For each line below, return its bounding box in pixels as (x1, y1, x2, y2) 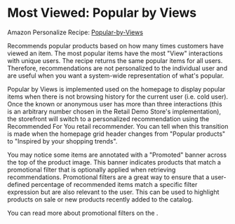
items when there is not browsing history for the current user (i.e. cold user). (7, 92, 229, 101)
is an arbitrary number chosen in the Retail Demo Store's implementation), (7, 107, 222, 115)
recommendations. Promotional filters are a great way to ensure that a (7, 173, 210, 181)
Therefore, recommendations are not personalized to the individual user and (7, 64, 228, 72)
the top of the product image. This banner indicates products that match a (7, 157, 221, 166)
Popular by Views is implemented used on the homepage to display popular (7, 85, 226, 93)
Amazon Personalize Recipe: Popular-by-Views (7, 28, 144, 36)
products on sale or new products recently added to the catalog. (7, 195, 194, 204)
